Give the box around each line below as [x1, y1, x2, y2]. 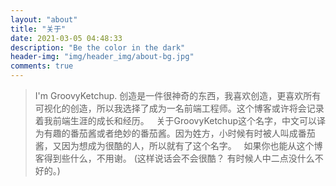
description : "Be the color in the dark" [10, 42, 186, 53]
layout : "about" [10, 14, 78, 25]
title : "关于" [10, 24, 67, 34]
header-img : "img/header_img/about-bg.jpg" [10, 52, 195, 62]
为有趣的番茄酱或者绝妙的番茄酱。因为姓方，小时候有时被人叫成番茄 [34, 127, 316, 139]
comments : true [10, 61, 74, 71]
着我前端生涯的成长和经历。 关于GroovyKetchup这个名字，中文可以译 [34, 115, 326, 126]
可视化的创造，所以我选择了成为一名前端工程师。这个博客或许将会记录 [34, 102, 325, 114]
